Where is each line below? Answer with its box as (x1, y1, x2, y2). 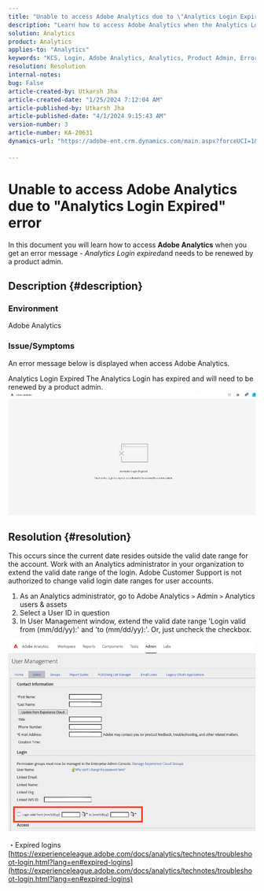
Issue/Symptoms (8, 341, 75, 352)
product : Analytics (8, 38, 72, 46)
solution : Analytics (8, 29, 76, 37)
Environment (8, 303, 59, 314)
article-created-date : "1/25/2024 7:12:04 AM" (8, 95, 163, 104)
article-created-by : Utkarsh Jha (8, 87, 118, 95)
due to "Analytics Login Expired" (8, 197, 226, 215)
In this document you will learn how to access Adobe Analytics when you (8, 240, 247, 250)
